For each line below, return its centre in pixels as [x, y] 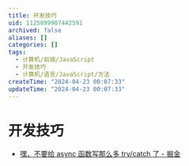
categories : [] [33, 45]
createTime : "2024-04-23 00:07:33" [67, 81]
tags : [17, 52]
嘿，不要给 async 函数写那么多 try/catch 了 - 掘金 [100, 154]
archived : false [35, 30]
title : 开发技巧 [32, 15]
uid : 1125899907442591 [45, 23]
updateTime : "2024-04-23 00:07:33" [67, 89]
